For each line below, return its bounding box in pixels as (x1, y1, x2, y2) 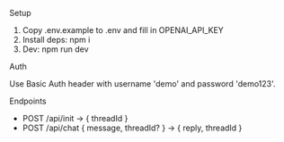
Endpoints (9, 96, 47, 106)
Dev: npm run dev (22, 44, 89, 54)
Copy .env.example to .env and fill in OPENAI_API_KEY (22, 25, 225, 35)
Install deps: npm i (22, 35, 91, 45)
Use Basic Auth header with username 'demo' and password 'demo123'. (9, 79, 276, 88)
